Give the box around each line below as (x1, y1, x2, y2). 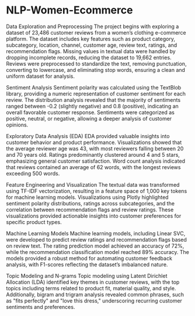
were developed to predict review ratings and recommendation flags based (6, 236, 187, 243)
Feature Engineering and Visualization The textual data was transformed (6, 181, 180, 188)
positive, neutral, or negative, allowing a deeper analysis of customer (6, 115, 172, 122)
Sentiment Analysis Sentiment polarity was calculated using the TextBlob (6, 84, 182, 91)
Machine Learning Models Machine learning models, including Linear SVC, (6, 229, 186, 237)
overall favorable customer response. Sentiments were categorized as (6, 109, 175, 116)
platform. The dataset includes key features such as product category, (6, 35, 175, 42)
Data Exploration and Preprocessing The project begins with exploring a (6, 23, 179, 30)
